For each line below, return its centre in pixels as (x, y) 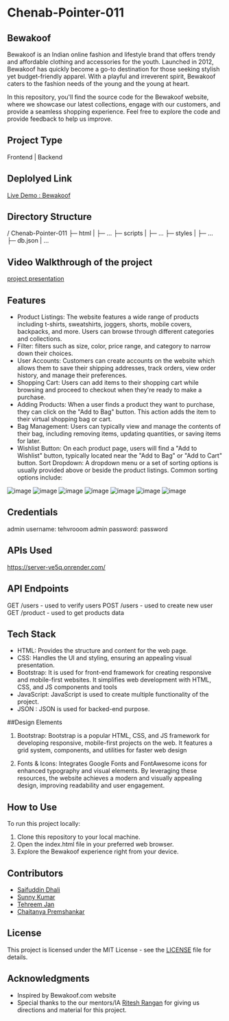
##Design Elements (35, 722)
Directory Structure (50, 217)
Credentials (33, 512)
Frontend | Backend (35, 157)
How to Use (32, 807)
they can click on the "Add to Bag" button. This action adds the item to (116, 412)
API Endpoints (38, 589)
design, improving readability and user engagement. (91, 785)
